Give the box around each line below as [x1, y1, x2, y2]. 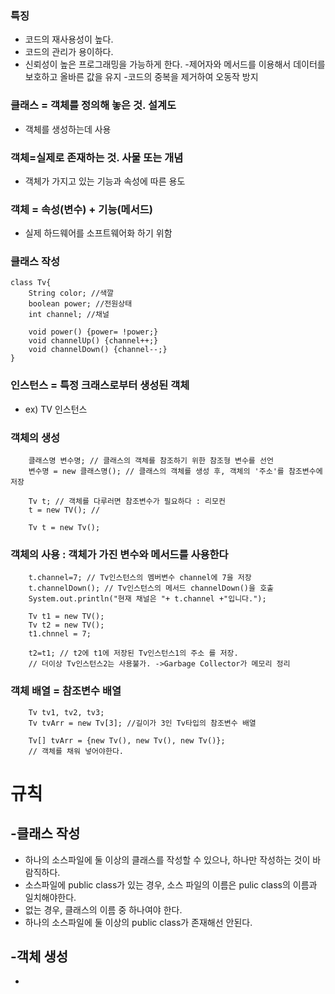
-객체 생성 [10, 948, 69, 966]
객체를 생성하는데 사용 [24, 123, 112, 135]
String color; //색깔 [28, 288, 115, 299]
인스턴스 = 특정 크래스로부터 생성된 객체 [10, 378, 190, 392]
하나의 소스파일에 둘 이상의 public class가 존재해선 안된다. [24, 916, 253, 928]
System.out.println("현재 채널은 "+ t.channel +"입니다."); [28, 594, 267, 604]
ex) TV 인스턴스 [24, 403, 88, 415]
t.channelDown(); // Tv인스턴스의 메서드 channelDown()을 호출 [28, 583, 275, 594]
